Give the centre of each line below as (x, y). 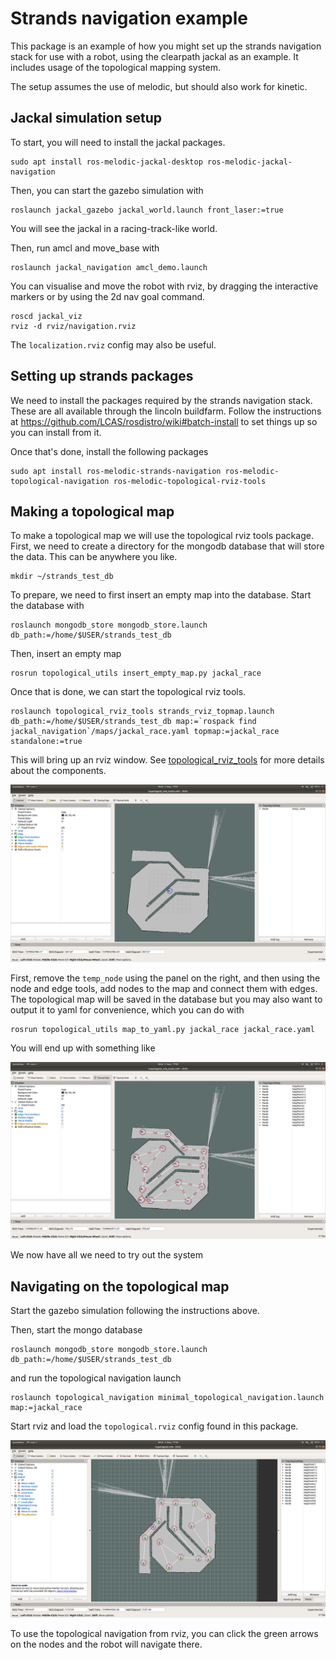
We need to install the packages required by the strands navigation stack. (161, 400)
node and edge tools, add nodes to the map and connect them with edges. (164, 988)
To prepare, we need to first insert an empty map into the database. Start (161, 595)
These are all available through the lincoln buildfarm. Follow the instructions (166, 411)
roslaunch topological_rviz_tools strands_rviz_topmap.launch (142, 712)
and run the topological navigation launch (96, 1378)
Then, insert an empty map (66, 654)
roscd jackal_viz (46, 316)
